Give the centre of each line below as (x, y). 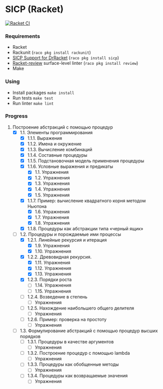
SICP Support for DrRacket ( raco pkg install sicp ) (65, 58)
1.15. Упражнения (53, 291)
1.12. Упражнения (53, 268)
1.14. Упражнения (53, 285)
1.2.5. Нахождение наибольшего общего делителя (81, 308)
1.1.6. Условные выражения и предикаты (70, 166)
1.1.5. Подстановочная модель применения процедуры (86, 161)
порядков (30, 336)
